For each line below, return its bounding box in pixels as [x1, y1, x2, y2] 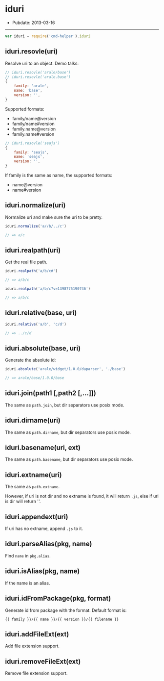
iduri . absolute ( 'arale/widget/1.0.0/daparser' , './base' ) [5, 367, 125, 372]
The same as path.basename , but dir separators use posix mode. [5, 456, 133, 462]
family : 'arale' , [14, 83, 49, 89]
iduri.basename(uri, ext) [5, 444, 81, 452]
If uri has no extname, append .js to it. [5, 526, 83, 531]
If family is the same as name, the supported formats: [5, 173, 113, 178]
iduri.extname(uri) [5, 471, 62, 479]
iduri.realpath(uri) [5, 246, 61, 254]
